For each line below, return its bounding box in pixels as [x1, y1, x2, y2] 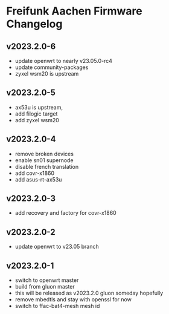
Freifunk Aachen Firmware [6, 4, 143, 18]
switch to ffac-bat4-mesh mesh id [14, 303, 100, 310]
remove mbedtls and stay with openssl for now [14, 296, 132, 303]
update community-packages [14, 64, 89, 71]
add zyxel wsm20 [14, 116, 59, 123]
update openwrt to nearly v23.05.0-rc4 [14, 57, 113, 64]
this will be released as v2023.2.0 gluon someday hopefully [14, 289, 164, 297]
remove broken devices [14, 150, 74, 157]
